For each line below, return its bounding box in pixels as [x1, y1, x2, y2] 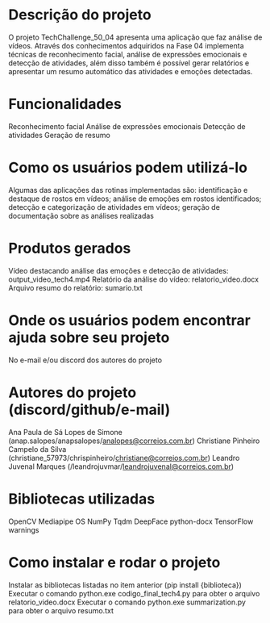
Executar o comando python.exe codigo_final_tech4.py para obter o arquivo [8, 588, 260, 598]
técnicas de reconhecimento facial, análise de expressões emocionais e [8, 49, 247, 59]
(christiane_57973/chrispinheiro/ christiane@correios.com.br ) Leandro [8, 453, 240, 462]
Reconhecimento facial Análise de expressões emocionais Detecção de [8, 121, 246, 131]
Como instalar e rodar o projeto [8, 553, 221, 571]
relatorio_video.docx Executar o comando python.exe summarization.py [8, 597, 246, 607]
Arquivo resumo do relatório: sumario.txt [8, 282, 143, 292]
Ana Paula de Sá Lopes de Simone [8, 427, 123, 437]
